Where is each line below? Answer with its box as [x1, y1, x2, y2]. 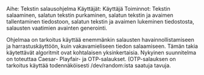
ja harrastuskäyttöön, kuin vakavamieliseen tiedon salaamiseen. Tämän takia [6, 42, 199, 50]
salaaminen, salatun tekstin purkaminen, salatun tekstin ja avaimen [6, 11, 174, 19]
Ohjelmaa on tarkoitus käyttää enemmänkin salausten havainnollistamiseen [6, 36, 195, 43]
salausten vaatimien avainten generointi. [6, 24, 108, 31]
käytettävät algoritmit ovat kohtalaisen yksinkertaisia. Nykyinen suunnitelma [6, 49, 197, 56]
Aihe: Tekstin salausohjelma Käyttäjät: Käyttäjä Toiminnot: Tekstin [6, 5, 171, 12]
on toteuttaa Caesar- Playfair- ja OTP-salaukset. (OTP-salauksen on [6, 56, 177, 62]
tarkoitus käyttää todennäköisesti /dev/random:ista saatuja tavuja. [6, 62, 172, 69]
